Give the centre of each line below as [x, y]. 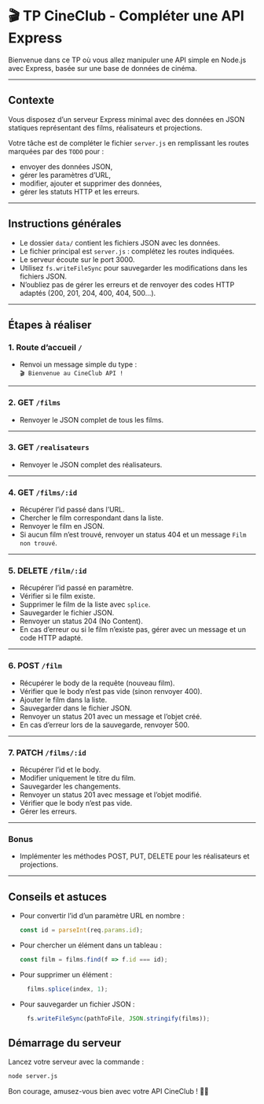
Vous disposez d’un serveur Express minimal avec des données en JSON [126, 119]
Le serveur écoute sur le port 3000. [77, 259]
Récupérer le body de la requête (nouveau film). [97, 683]
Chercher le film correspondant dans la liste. [91, 518]
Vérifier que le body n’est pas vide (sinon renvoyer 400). [111, 691]
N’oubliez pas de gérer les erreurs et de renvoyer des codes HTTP [127, 284]
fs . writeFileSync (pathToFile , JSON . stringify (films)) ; [119, 1018]
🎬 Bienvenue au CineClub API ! [71, 374]
